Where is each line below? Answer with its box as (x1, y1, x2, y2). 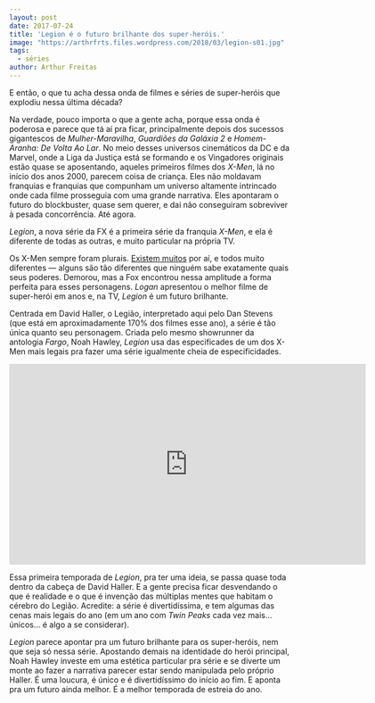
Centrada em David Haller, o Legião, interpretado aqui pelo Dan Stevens (9, 308, 273, 318)
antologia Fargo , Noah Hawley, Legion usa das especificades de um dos (9, 336, 274, 347)
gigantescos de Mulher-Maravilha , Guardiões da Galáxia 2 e (9, 133, 232, 144)
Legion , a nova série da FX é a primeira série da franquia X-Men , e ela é (9, 226, 273, 236)
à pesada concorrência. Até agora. (9, 209, 136, 219)
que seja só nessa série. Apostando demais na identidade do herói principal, (9, 646, 289, 657)
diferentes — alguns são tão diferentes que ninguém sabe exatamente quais (9, 262, 289, 273)
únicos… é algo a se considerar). (9, 619, 130, 630)
